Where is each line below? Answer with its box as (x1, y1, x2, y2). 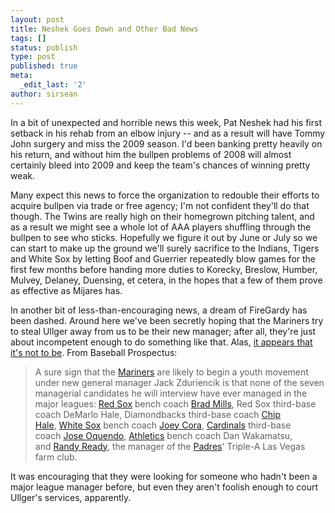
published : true (10, 61, 78, 71)
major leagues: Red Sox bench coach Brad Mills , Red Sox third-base (34, 397, 317, 410)
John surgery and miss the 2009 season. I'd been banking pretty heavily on (10, 137, 323, 150)
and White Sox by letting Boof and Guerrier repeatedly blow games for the (10, 252, 317, 265)
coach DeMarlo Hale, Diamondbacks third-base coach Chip (34, 408, 282, 420)
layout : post (10, 14, 65, 25)
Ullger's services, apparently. (10, 491, 132, 503)
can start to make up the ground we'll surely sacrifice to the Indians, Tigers (10, 242, 320, 254)
